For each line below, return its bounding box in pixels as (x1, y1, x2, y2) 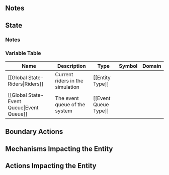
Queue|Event (8, 104, 39, 111)
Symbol (119, 63, 138, 69)
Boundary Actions (5, 127, 63, 136)
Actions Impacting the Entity (5, 161, 97, 170)
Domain (142, 63, 161, 69)
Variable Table (5, 50, 41, 57)
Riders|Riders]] (8, 80, 44, 87)
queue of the (55, 101, 86, 108)
